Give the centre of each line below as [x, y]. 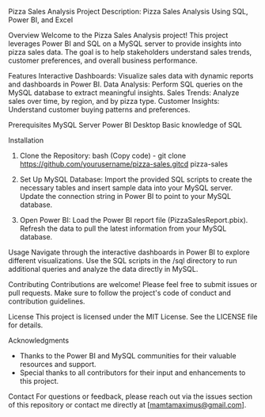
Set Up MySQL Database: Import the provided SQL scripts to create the [136, 179]
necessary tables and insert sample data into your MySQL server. [126, 188]
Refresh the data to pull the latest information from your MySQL [123, 228]
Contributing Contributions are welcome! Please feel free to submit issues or [133, 284]
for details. [26, 325]
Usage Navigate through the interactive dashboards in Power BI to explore [129, 252]
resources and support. [58, 364]
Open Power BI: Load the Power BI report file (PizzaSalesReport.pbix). [134, 220]
